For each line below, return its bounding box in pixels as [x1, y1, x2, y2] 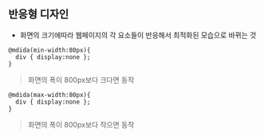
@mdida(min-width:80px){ [8, 46, 91, 54]
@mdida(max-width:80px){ [8, 91, 91, 99]
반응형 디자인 [8, 7, 69, 22]
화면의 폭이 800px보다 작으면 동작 [27, 119, 135, 129]
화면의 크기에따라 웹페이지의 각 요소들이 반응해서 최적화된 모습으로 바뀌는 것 [19, 30, 257, 40]
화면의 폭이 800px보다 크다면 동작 [27, 75, 135, 84]
